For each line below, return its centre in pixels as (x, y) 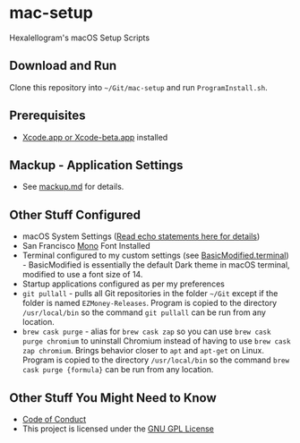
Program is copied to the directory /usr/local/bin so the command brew (155, 360)
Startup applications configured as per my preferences (124, 284)
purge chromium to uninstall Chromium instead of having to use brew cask (156, 341)
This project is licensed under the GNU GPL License (118, 429)
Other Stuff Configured (75, 214)
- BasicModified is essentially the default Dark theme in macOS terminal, (156, 265)
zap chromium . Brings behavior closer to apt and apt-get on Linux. (143, 351)
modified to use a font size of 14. (82, 275)
